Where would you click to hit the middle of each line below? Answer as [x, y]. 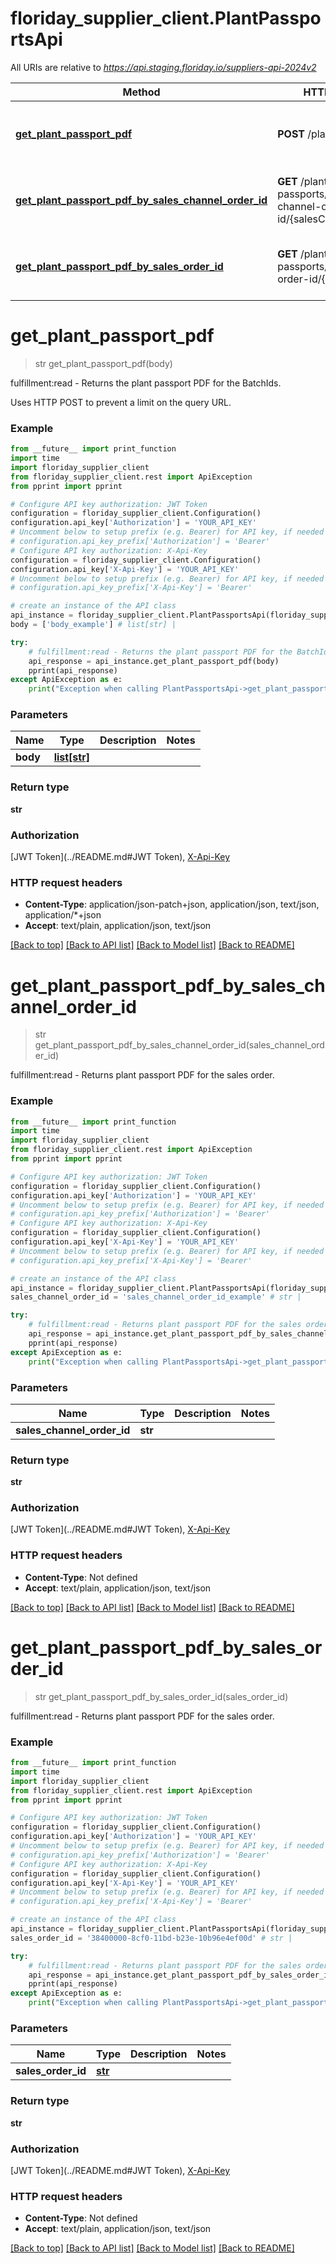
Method [141, 92]
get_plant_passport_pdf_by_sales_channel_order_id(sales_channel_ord [179, 1045]
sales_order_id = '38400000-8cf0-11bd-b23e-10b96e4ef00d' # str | [151, 1938]
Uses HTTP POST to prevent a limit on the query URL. [121, 402]
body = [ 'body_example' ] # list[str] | [93, 625]
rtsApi [36, 39]
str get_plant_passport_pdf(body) [103, 363]
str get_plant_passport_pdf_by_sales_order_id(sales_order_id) [161, 1696]
